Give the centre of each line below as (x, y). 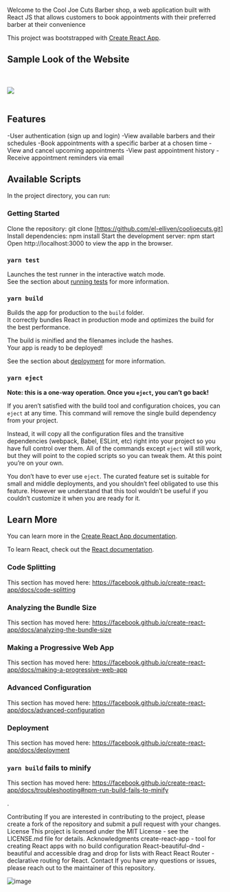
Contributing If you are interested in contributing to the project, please (106, 817)
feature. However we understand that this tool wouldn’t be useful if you (107, 490)
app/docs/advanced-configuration (56, 710)
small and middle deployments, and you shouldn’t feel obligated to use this (113, 483)
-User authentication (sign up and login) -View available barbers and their (111, 135)
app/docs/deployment (38, 750)
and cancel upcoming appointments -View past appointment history (119, 150)
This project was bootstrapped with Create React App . (84, 38)
